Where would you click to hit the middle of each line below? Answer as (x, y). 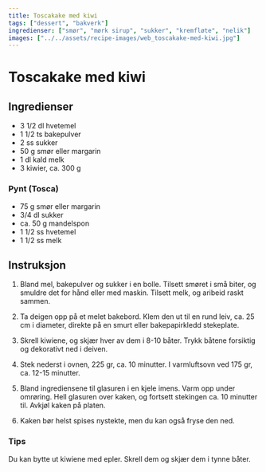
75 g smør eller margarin (60, 206)
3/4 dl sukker (41, 214)
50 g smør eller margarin (60, 151)
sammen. (35, 301)
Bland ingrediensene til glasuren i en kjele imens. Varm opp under (127, 388)
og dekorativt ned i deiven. (64, 349)
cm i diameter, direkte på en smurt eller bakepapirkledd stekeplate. (129, 325)
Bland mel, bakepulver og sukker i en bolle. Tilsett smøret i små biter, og (138, 285)
